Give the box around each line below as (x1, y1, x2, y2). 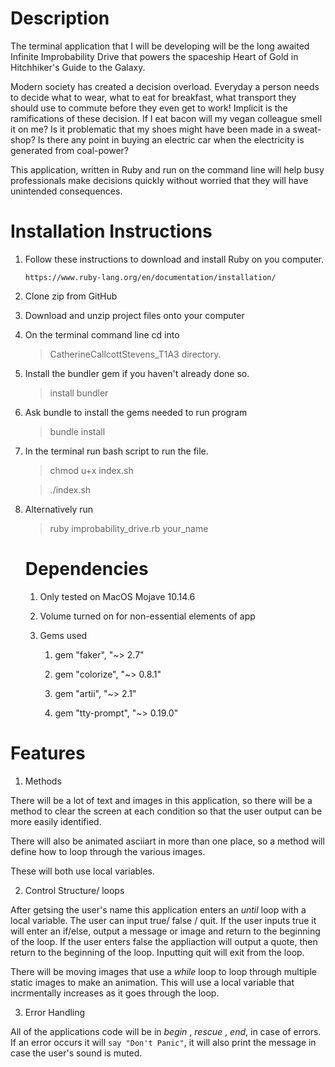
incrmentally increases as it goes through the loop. (10, 987, 220, 999)
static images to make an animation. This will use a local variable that (10, 976, 295, 988)
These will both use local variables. (10, 865, 156, 877)
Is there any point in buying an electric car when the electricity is (37, 133, 305, 146)
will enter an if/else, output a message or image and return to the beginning (10, 925, 321, 937)
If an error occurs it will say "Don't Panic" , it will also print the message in (10, 1036, 317, 1048)
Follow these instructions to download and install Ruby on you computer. (24, 253, 325, 265)
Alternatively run (24, 503, 94, 515)
